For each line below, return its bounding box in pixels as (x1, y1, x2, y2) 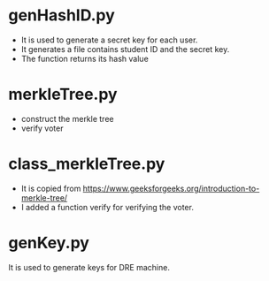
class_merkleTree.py (8, 154, 165, 174)
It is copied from (20, 183, 81, 194)
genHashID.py (8, 5, 116, 26)
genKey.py (8, 233, 90, 253)
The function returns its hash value (20, 53, 150, 64)
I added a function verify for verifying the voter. (20, 201, 194, 212)
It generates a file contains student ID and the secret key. (20, 43, 230, 54)
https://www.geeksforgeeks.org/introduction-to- (82, 183, 260, 194)
